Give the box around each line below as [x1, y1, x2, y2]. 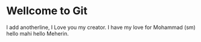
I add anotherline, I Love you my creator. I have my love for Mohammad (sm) [6, 24, 196, 31]
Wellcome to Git [6, 4, 88, 18]
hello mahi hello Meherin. [6, 30, 69, 37]
